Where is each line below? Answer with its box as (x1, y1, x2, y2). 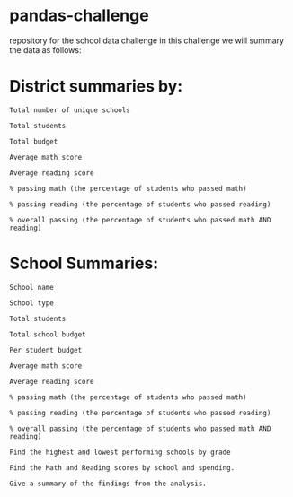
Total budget (9, 136, 58, 146)
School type (9, 298, 54, 308)
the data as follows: (9, 44, 82, 55)
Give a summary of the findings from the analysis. (9, 479, 207, 488)
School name (9, 283, 54, 292)
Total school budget (9, 329, 87, 339)
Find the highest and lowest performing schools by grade (9, 448, 231, 457)
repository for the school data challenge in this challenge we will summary (9, 35, 285, 46)
